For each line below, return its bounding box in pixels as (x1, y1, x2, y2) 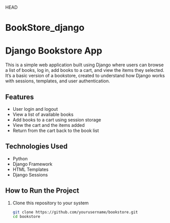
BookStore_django (5, 22, 85, 33)
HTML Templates (12, 166, 49, 172)
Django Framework (12, 161, 53, 167)
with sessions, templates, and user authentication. (5, 78, 110, 84)
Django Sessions (12, 171, 48, 177)
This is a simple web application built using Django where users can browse (5, 62, 164, 68)
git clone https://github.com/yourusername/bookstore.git (12, 209, 138, 214)
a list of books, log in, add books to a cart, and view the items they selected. (5, 67, 164, 73)
